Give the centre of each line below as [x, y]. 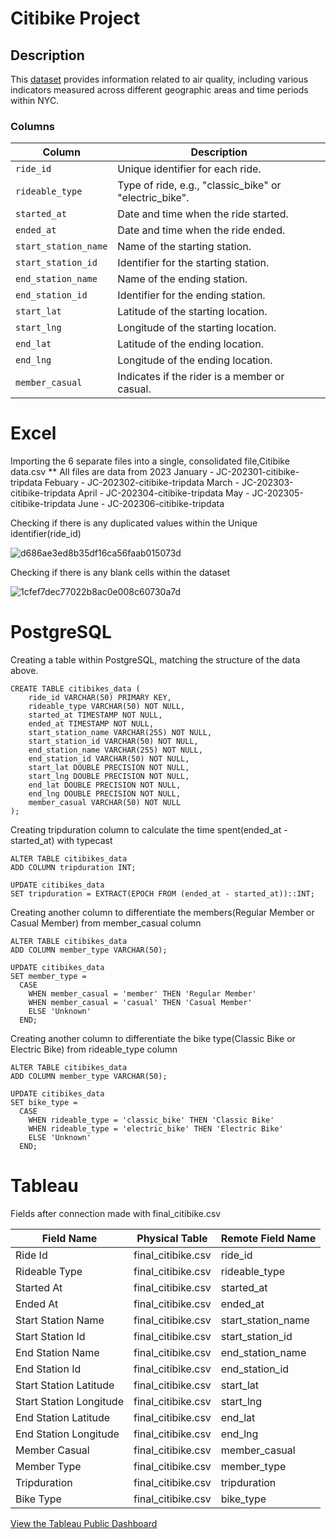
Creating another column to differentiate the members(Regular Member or [162, 913]
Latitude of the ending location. [190, 344]
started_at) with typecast [61, 841]
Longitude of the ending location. [195, 360]
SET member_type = [48, 977]
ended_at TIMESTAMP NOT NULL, [91, 724]
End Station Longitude [67, 1434]
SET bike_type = [44, 1103]
